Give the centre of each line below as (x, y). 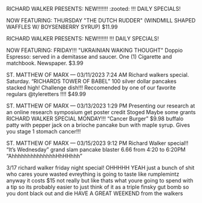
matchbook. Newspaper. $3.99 (45, 63)
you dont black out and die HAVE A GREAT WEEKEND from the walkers (95, 193)
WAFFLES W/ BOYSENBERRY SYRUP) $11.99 (62, 27)
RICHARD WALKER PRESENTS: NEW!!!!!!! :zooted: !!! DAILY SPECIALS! (93, 9)
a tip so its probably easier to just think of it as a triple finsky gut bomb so (98, 187)
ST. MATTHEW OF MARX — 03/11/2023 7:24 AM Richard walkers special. (98, 75)
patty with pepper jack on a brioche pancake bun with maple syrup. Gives (98, 125)
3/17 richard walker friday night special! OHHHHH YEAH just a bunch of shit (100, 168)
